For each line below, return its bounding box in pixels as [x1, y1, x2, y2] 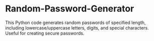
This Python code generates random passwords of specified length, [5, 19, 146, 25]
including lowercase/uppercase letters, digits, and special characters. [5, 24, 149, 30]
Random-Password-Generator [5, 3, 134, 14]
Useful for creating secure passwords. [5, 30, 85, 36]
